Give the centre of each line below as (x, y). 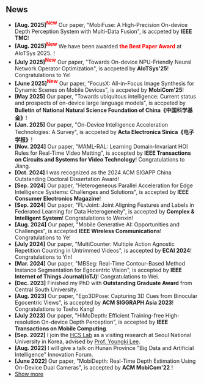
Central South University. (46, 289)
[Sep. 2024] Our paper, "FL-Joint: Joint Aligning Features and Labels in (104, 205)
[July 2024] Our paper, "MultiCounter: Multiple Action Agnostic (95, 244)
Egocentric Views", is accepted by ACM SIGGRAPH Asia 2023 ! (94, 302)
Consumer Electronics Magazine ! (58, 198)
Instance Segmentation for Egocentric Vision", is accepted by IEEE (98, 270)
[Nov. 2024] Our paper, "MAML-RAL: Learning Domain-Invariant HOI (101, 146)
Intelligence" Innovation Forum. (54, 354)
